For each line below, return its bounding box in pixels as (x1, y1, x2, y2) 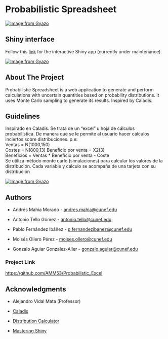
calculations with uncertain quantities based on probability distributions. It (5, 92, 159, 98)
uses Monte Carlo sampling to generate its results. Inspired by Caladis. (5, 97, 153, 104)
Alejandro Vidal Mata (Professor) (12, 298, 81, 304)
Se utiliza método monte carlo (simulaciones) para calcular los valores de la (5, 158, 163, 164)
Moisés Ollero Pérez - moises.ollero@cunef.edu (12, 236, 112, 242)
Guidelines (5, 112, 40, 120)
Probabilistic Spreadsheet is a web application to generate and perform (5, 86, 154, 92)
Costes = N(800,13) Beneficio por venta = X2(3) (5, 147, 105, 153)
